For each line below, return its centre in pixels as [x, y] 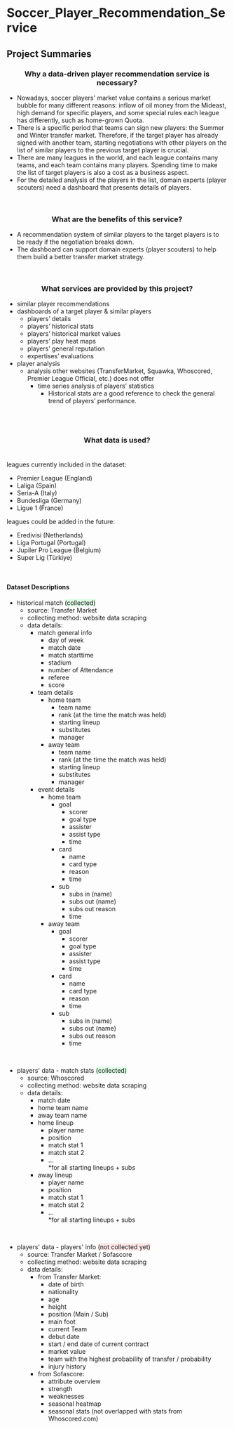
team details [55, 692]
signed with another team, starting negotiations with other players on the [122, 143]
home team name [63, 1107]
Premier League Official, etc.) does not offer [91, 379]
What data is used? [117, 441]
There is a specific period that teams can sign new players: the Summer [121, 127]
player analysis [38, 364]
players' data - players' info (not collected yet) [84, 1247]
